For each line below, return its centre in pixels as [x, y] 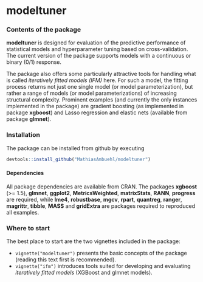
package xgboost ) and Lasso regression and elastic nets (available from [97, 112]
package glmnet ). [29, 119]
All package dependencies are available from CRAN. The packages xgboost [102, 187]
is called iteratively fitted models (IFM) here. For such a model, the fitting [97, 80]
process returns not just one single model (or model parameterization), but [100, 87]
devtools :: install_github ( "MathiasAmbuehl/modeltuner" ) [78, 159]
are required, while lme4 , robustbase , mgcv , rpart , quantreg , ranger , [94, 199]
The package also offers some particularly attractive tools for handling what [101, 74]
